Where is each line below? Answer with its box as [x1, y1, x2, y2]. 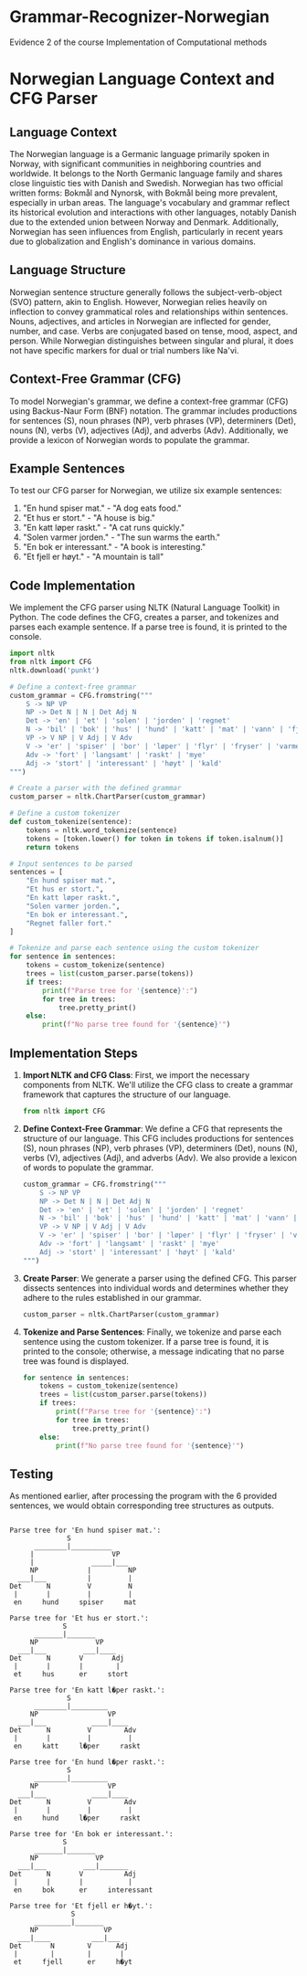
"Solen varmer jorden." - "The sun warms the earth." [22, 532, 221, 543]
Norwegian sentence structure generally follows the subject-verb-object [9, 286, 282, 298]
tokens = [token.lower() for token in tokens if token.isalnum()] [26, 834, 284, 843]
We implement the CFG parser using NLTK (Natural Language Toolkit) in [9, 602, 281, 613]
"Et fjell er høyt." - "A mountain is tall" [22, 551, 164, 563]
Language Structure [9, 262, 126, 278]
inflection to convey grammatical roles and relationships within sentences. [9, 306, 289, 317]
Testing [9, 1466, 54, 1482]
